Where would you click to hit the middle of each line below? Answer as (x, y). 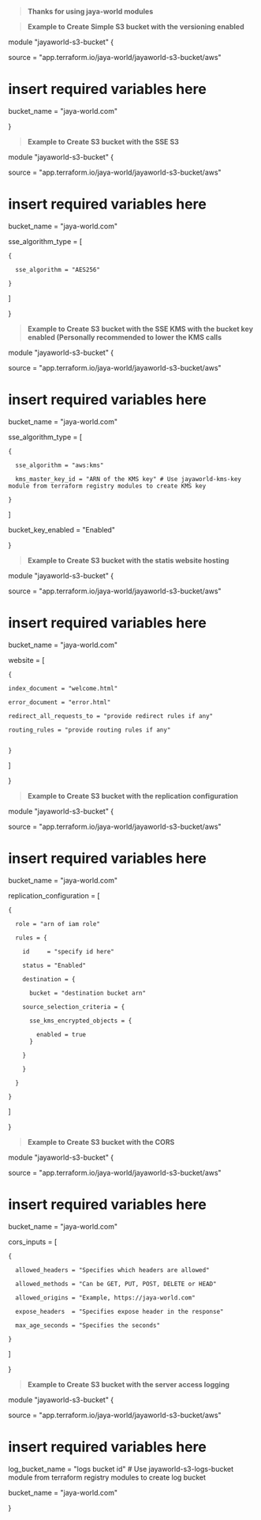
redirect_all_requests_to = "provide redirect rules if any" (111, 716)
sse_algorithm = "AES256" (58, 269)
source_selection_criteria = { (74, 1006)
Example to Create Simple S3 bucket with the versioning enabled (136, 26)
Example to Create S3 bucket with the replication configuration (133, 796)
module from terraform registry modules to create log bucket (107, 1477)
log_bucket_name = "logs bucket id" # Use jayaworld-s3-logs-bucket (121, 1469)
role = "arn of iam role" (58, 924)
